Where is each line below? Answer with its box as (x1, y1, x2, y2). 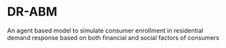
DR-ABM (7, 4, 58, 20)
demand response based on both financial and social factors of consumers (7, 33, 220, 41)
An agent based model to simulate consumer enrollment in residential (7, 26, 204, 34)
